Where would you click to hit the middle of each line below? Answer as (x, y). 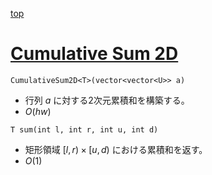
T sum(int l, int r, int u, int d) (84, 129)
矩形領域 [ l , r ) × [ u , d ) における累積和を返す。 (116, 149)
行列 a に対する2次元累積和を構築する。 (107, 100)
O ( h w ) (38, 111)
